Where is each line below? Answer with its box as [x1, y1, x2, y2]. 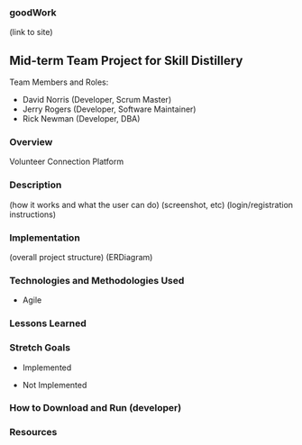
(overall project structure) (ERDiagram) [9, 252, 153, 262]
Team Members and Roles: [9, 77, 109, 87]
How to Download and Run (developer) [9, 402, 182, 414]
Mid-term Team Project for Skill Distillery [9, 52, 243, 68]
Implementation [9, 232, 81, 244]
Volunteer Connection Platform [9, 156, 124, 168]
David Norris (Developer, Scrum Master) [22, 95, 172, 105]
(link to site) [9, 27, 53, 38]
